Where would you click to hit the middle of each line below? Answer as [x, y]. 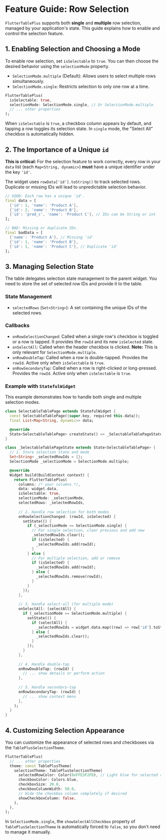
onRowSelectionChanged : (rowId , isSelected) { [67, 517]
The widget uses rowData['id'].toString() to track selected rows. [73, 182]
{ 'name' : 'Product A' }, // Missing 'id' [52, 237]
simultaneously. [28, 81]
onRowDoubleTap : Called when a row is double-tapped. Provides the [80, 357]
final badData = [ [24, 233]
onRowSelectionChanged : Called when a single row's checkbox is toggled [85, 336]
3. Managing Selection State [49, 266]
